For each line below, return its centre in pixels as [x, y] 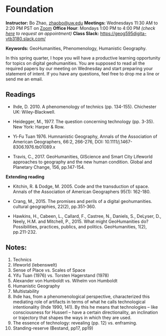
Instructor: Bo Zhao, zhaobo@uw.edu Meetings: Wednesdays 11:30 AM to [82, 23]
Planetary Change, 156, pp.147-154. [49, 167]
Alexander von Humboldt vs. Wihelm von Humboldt [65, 280]
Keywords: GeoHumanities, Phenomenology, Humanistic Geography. [76, 48]
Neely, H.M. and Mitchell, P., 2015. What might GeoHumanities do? [81, 221]
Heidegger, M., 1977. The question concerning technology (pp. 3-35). [83, 121]
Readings [21, 95]
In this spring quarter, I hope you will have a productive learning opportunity [83, 58]
